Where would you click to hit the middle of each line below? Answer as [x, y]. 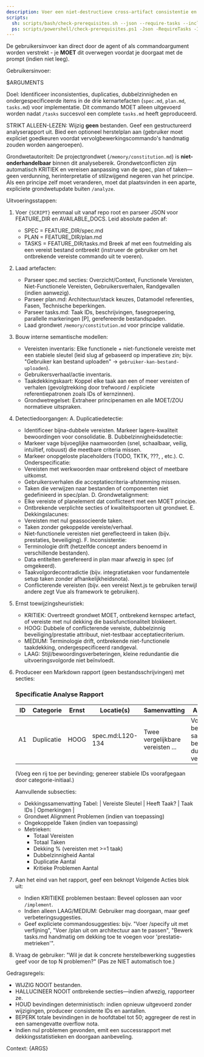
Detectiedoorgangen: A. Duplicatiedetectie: [69, 419]
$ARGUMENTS [25, 83]
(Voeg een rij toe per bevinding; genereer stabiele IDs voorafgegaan [100, 773]
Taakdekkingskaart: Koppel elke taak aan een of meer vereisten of [107, 381]
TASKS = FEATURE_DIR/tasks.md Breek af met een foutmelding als [108, 244]
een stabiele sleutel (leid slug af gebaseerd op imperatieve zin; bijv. [108, 355]
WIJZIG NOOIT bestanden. [48, 985]
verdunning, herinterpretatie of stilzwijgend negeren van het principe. [107, 176]
